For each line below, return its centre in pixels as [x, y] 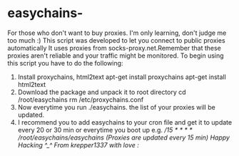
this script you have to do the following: [65, 63]
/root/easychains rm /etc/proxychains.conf [81, 99]
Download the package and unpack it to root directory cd [102, 92]
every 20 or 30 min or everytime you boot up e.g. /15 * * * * [105, 130]
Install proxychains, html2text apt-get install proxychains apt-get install [122, 77]
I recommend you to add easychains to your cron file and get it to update [125, 122]
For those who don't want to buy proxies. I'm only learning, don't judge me [117, 33]
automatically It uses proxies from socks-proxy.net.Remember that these [114, 48]
